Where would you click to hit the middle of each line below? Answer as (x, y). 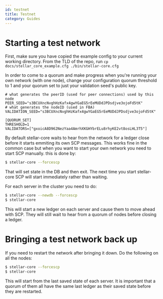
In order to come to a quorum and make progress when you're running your (81, 75)
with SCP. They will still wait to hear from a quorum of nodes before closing (81, 214)
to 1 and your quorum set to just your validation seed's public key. (71, 85)
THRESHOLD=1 (17, 125)
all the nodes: (19, 258)
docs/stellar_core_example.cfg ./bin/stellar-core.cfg (62, 66)
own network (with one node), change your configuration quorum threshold (81, 81)
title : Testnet (20, 14)
